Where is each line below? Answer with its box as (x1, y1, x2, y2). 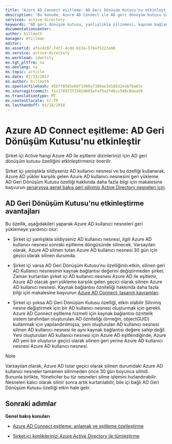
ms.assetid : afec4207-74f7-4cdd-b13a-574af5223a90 (5, 46, 116, 51)
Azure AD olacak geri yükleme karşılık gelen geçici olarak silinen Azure (12, 279, 163, 285)
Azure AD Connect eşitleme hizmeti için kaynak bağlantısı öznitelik (12, 310, 154, 316)
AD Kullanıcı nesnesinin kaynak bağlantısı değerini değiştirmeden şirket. (12, 267, 165, 274)
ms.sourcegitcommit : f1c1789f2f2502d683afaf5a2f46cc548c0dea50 (5, 88, 143, 94)
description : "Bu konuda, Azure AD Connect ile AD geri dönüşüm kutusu (5, 12, 161, 17)
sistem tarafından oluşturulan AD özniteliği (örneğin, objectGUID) (12, 315, 150, 322)
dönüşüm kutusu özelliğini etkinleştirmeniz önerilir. (5, 158, 112, 164)
